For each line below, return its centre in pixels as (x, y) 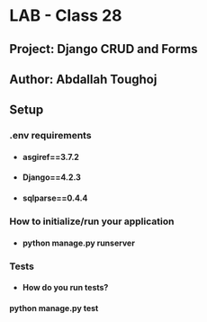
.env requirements (50, 136)
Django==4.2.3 (51, 177)
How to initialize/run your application (92, 221)
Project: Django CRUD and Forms (103, 49)
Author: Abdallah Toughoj (83, 79)
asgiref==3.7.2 (50, 157)
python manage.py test (54, 308)
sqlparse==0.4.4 (55, 198)
